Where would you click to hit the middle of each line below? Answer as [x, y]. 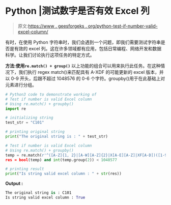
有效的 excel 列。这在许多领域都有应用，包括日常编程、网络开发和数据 [88, 48]
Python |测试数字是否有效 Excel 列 [78, 11]
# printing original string [35, 132]
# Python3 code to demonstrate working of [51, 94]
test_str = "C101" [25, 123]
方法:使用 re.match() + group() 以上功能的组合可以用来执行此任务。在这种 [83, 66]
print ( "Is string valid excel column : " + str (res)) [64, 174]
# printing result [25, 169]
